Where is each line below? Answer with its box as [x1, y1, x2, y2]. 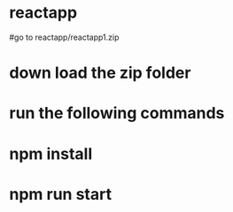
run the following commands [9, 103, 225, 124]
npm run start [9, 184, 113, 204]
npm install [9, 144, 93, 163]
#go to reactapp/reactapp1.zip [9, 32, 120, 42]
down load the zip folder [9, 63, 191, 83]
